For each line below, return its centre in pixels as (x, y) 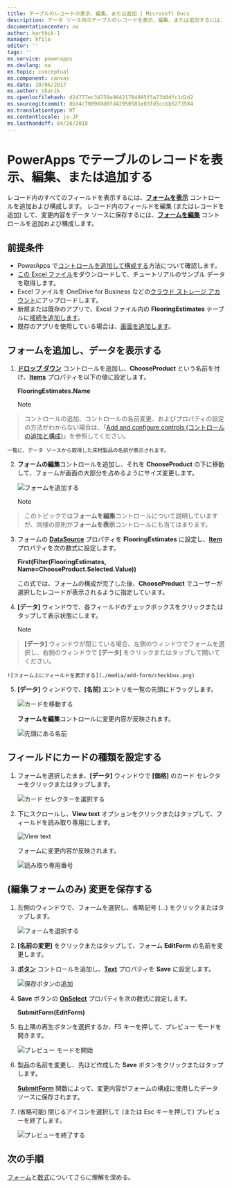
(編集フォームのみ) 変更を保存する (80, 889)
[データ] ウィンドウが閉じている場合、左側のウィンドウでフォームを (121, 644)
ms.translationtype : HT (42, 110)
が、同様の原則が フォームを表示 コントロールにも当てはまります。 (118, 525)
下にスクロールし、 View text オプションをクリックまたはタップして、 (117, 813)
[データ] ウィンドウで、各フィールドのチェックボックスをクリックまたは (120, 607)
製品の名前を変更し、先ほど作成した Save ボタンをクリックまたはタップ (120, 1064)
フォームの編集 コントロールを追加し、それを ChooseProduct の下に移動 (121, 464)
